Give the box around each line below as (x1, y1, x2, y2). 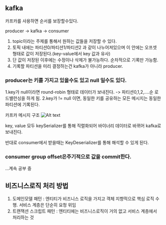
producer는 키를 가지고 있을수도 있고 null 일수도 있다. (5, 77, 127, 84)
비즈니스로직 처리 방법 (5, 182, 69, 190)
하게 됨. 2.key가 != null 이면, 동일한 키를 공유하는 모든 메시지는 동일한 (26, 95, 162, 101)
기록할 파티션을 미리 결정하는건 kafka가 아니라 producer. (12, 63, 123, 69)
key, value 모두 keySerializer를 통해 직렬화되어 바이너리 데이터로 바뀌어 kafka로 (5, 123, 162, 129)
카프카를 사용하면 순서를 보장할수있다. (5, 17, 79, 24)
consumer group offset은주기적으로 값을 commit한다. (5, 153, 132, 160)
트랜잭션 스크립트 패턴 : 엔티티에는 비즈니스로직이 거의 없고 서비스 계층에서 (12, 208, 158, 214)
